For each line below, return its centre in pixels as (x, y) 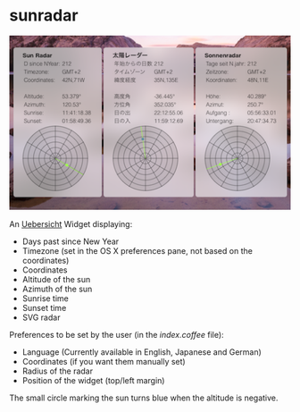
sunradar (44, 16)
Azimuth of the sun (57, 289)
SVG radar (41, 317)
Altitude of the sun (56, 280)
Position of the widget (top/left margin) (93, 381)
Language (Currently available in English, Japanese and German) (142, 352)
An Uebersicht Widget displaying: (71, 224)
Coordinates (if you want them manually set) (104, 362)
